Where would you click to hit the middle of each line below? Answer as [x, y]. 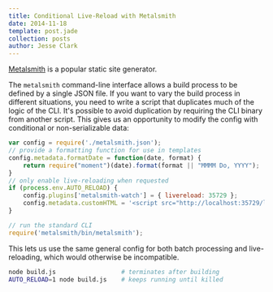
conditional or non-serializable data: [69, 128]
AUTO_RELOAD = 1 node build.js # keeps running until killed [116, 279]
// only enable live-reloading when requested [89, 180]
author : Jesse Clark [43, 46]
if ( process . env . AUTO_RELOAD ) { [63, 188]
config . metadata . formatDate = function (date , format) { [105, 158]
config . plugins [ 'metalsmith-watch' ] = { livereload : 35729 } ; [130, 195]
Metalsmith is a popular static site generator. [83, 69]
